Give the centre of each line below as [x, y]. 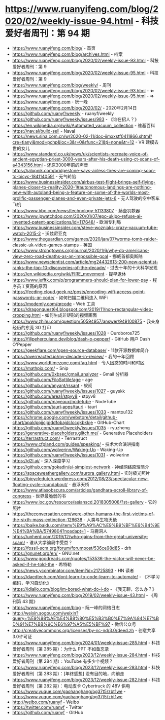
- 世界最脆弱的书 [49, 496]
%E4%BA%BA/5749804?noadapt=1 [49, 531]
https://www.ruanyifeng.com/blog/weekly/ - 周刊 [62, 85]
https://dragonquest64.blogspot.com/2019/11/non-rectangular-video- [83, 309]
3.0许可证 [22, 636]
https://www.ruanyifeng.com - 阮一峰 [50, 102]
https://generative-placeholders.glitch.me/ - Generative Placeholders [82, 433]
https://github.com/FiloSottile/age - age [52, 379]
